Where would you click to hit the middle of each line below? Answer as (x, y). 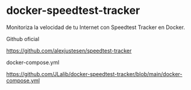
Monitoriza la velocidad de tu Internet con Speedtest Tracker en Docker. (96, 27)
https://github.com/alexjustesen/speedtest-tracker (69, 50)
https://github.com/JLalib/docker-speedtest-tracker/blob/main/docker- (94, 74)
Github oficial (23, 39)
